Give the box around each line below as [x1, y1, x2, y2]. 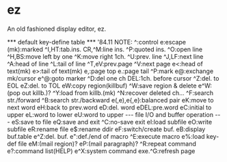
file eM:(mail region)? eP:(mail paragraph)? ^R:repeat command [18, 139, 197, 148]
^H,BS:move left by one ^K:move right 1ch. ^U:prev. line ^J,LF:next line [7, 52, 204, 60]
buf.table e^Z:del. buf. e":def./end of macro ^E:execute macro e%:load [7, 132, 205, 140]
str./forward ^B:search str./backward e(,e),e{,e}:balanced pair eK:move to [7, 96, 214, 104]
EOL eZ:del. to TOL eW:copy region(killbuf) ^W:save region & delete [7, 81, 197, 90]
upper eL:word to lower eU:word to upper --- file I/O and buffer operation [7, 110, 214, 118]
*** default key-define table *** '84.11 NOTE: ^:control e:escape [7, 38, 187, 46]
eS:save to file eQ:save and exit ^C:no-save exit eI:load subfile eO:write [11, 118, 213, 126]
